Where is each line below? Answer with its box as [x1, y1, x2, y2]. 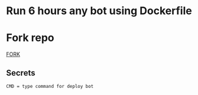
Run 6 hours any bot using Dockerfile [6, 4, 192, 18]
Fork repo [6, 31, 54, 45]
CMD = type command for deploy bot [6, 83, 94, 89]
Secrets [6, 68, 35, 78]
